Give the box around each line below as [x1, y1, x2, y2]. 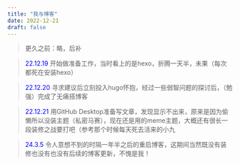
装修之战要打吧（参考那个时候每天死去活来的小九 [31, 125, 176, 134]
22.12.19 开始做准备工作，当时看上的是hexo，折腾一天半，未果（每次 [24, 59, 227, 68]
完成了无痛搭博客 [37, 92, 88, 101]
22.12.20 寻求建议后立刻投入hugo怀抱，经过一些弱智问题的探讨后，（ [24, 83, 226, 92]
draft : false [7, 24, 46, 31]
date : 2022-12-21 [7, 17, 59, 24]
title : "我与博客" [7, 10, 59, 18]
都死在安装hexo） [24, 68, 77, 77]
